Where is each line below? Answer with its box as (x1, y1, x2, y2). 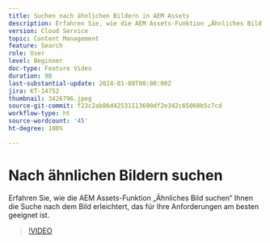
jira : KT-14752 (8, 86, 60, 95)
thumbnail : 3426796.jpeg (8, 94, 92, 103)
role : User (8, 49, 45, 57)
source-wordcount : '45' (8, 117, 89, 125)
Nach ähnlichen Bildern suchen (8, 166, 223, 184)
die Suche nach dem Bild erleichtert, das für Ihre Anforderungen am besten (8, 201, 259, 211)
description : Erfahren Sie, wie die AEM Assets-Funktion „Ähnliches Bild (8, 19, 263, 27)
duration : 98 (8, 72, 53, 80)
